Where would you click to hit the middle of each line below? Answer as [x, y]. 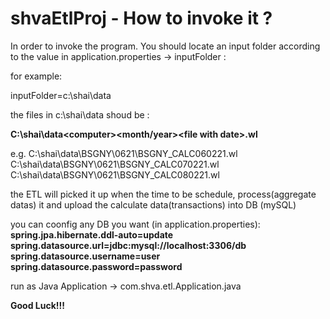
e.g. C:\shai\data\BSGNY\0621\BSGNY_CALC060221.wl [124, 153]
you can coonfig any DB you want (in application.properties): [135, 224]
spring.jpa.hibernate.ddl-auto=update [92, 234]
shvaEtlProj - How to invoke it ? [141, 18]
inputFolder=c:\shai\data [61, 95]
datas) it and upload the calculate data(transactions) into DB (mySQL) [153, 204]
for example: [36, 76]
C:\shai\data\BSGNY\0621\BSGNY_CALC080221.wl [115, 174]
